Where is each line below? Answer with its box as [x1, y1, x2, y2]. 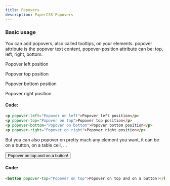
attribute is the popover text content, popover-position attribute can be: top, [5, 46, 163, 52]
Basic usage [5, 29, 36, 36]
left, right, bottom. [5, 51, 43, 57]
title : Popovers [5, 7, 39, 13]
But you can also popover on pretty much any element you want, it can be [5, 136, 159, 142]
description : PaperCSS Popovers [5, 12, 73, 17]
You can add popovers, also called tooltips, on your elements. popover [5, 40, 153, 46]
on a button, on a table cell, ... [5, 142, 67, 148]
